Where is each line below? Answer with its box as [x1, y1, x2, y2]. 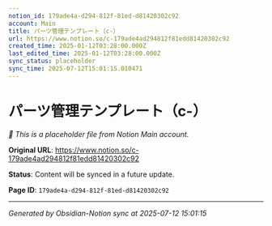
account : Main [8, 19, 57, 28]
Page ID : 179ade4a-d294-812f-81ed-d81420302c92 [8, 185, 170, 194]
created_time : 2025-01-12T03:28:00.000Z [8, 42, 147, 50]
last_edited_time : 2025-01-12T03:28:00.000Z [8, 49, 161, 58]
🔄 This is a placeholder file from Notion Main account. [8, 129, 189, 139]
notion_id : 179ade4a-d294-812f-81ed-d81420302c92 [8, 11, 180, 20]
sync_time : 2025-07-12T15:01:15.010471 [8, 65, 143, 73]
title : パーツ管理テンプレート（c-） [8, 27, 120, 35]
